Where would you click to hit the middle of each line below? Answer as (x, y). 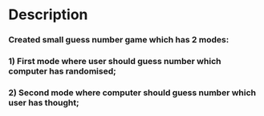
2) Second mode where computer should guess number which (132, 92)
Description (48, 15)
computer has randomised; (62, 71)
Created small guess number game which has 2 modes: (119, 40)
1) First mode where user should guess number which (115, 62)
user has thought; (44, 102)
